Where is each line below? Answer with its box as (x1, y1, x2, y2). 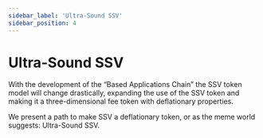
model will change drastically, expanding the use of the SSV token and (8, 89, 240, 98)
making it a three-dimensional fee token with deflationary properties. (8, 97, 234, 106)
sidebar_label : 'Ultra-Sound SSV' (8, 11, 124, 20)
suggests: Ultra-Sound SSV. (8, 120, 100, 130)
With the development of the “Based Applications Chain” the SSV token (8, 80, 243, 89)
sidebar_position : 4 (8, 19, 77, 27)
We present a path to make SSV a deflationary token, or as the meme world (8, 112, 256, 122)
